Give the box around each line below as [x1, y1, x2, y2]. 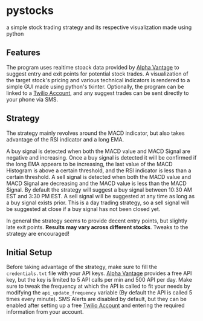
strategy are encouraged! [6, 230, 69, 237]
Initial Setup [6, 247, 53, 258]
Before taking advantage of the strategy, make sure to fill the [6, 264, 158, 271]
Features [6, 48, 40, 58]
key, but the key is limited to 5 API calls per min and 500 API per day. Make [6, 276, 192, 284]
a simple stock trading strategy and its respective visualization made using [6, 24, 192, 31]
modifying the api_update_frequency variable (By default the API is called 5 [6, 289, 193, 296]
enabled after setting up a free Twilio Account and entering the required [6, 302, 185, 309]
